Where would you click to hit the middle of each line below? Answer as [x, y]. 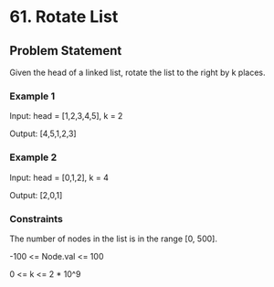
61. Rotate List [64, 17]
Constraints [37, 218]
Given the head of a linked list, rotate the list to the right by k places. [138, 72]
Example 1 [32, 96]
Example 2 [33, 157]
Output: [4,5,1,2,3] [43, 133]
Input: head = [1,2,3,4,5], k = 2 [66, 116]
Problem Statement [66, 51]
